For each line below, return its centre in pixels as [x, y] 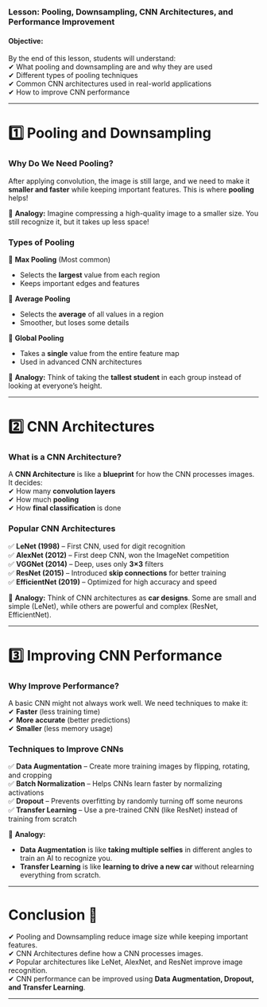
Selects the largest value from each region [90, 275]
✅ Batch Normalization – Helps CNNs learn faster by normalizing [115, 784]
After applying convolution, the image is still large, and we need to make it [129, 180]
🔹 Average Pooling [39, 298]
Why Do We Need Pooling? [61, 164]
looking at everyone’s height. [55, 385]
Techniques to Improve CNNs [66, 749]
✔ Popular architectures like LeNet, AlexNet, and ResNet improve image [126, 962]
